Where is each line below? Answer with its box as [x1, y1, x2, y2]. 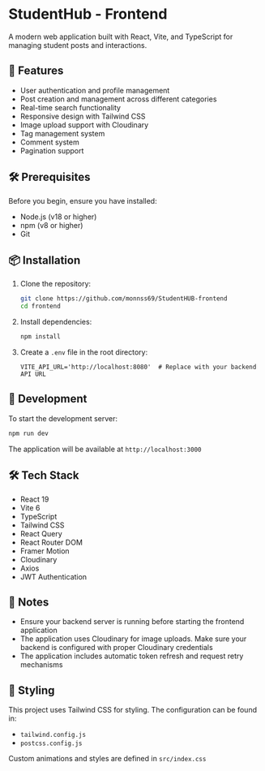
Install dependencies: [19, 317, 92, 327]
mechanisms [19, 660, 63, 670]
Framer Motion [19, 545, 71, 556]
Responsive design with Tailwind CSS [19, 111, 146, 121]
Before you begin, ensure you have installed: [8, 196, 157, 205]
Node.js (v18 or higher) [19, 212, 97, 222]
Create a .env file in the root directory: [19, 347, 148, 357]
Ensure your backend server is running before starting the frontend [19, 617, 245, 627]
